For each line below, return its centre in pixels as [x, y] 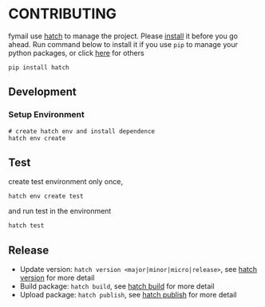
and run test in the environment [60, 211]
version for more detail [57, 278]
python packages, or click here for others [77, 53]
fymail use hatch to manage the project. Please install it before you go [123, 36]
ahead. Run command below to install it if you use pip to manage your [123, 44]
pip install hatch [39, 67]
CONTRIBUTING [63, 14]
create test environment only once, [66, 182]
